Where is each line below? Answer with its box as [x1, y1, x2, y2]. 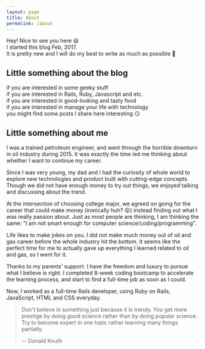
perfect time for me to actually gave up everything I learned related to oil [6, 244, 189, 251]
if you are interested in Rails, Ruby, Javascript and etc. [6, 90, 143, 98]
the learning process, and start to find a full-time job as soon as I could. [6, 276, 187, 283]
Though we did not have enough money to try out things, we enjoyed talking [6, 182, 199, 189]
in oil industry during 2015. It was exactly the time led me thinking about [6, 150, 188, 158]
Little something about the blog [6, 68, 129, 78]
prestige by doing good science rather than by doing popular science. [21, 312, 198, 320]
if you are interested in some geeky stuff [6, 84, 108, 92]
